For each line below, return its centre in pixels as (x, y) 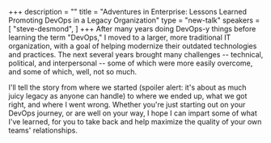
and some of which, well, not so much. (73, 71)
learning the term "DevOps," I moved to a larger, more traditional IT (120, 37)
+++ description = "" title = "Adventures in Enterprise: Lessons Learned (128, 12)
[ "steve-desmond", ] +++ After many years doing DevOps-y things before (132, 29)
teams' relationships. (43, 130)
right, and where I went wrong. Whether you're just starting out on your (127, 105)
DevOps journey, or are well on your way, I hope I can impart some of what (133, 113)
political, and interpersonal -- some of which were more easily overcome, (131, 63)
